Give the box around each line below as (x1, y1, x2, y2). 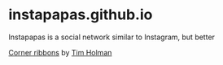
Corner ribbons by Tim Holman (8, 47, 112, 57)
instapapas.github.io (8, 6, 153, 24)
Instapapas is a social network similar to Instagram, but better (8, 32, 216, 42)
